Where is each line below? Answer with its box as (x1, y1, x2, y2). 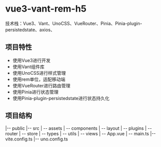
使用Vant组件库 (12, 64, 45, 70)
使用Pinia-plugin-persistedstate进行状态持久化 (12, 95, 110, 101)
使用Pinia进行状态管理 (12, 89, 59, 95)
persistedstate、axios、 (5, 26, 55, 33)
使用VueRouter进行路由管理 (12, 82, 71, 88)
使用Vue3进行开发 (12, 57, 51, 63)
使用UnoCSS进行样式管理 (12, 70, 66, 76)
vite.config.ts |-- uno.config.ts (5, 136, 68, 142)
